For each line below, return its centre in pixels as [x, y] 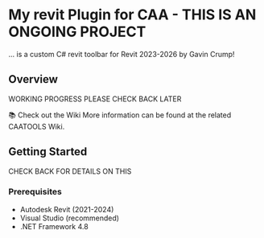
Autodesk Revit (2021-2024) [67, 209]
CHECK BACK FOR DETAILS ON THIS [70, 171]
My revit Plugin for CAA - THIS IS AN [132, 15]
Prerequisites [35, 192]
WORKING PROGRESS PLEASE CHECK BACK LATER [95, 99]
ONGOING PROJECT [77, 32]
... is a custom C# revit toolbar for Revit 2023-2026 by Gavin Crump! [122, 54]
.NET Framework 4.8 [54, 226]
